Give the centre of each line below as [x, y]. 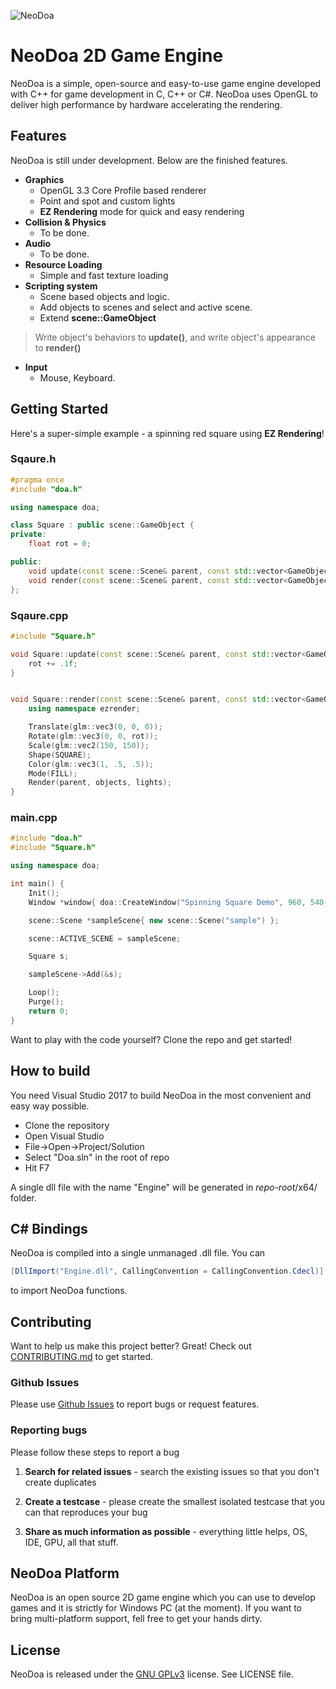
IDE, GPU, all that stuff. [71, 1542]
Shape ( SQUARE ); [60, 755]
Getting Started [59, 409]
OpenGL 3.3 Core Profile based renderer [123, 190]
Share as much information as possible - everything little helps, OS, [166, 1531]
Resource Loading [63, 264]
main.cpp [34, 818]
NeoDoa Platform [65, 1573]
